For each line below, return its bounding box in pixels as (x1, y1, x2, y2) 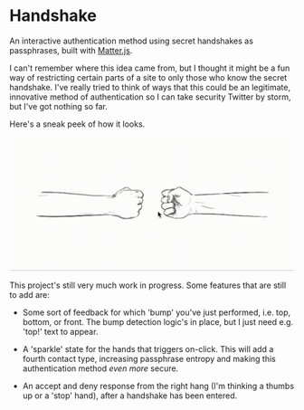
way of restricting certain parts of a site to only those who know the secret (9, 72, 288, 82)
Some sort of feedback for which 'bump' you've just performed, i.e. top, (22, 307, 291, 318)
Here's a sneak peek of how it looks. (9, 119, 146, 129)
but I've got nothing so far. (9, 100, 109, 111)
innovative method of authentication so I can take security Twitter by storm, (9, 91, 291, 102)
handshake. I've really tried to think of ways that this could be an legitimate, (9, 81, 291, 92)
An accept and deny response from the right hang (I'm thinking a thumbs (22, 380, 295, 391)
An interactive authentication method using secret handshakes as (9, 35, 253, 46)
